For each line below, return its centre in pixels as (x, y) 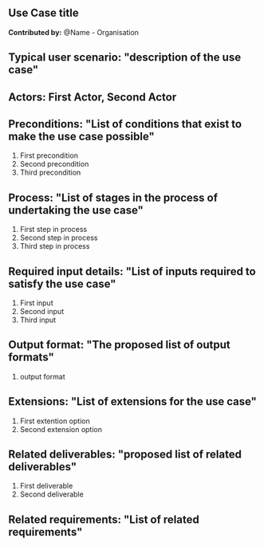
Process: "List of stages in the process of (113, 197)
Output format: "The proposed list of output (120, 345)
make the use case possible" (82, 136)
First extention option (55, 421)
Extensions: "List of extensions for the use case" (133, 402)
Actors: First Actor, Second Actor (93, 97)
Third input (38, 320)
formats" (31, 357)
